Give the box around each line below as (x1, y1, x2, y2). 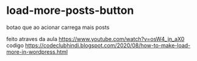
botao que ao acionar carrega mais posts (6, 24, 110, 31)
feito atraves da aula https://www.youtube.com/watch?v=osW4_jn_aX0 (6, 35, 185, 42)
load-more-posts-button (6, 4, 134, 18)
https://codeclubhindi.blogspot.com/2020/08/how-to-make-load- (25, 42, 191, 49)
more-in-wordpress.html (6, 48, 68, 55)
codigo (6, 42, 24, 49)
